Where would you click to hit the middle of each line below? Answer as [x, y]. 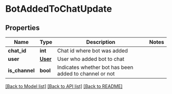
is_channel [21, 70]
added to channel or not [86, 74]
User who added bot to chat [91, 59]
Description [101, 42]
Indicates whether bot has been [95, 67]
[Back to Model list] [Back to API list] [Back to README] [64, 86]
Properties [23, 28]
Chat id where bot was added [92, 51]
